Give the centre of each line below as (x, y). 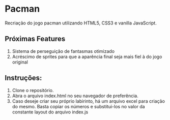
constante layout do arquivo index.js (50, 112)
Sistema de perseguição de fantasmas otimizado (63, 51)
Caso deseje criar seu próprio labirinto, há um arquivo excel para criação (88, 101)
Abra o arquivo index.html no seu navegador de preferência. (75, 96)
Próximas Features (35, 39)
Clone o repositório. (33, 90)
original (20, 62)
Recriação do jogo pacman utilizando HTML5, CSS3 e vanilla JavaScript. (81, 23)
